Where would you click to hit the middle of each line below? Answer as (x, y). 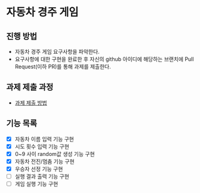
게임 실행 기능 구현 (36, 184)
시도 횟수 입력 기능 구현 (42, 146)
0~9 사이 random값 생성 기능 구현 (55, 154)
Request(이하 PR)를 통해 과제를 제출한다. (63, 67)
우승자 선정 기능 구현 (39, 169)
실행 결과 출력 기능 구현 (42, 176)
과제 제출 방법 (31, 103)
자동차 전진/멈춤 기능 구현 (44, 161)
